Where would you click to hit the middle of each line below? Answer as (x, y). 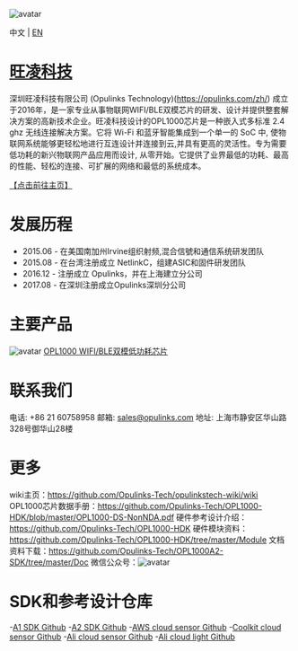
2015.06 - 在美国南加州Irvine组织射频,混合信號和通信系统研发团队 (143, 251)
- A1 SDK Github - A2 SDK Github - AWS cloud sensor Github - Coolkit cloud (145, 627)
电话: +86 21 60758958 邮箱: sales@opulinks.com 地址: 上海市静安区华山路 (148, 417)
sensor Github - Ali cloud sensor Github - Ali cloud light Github (123, 637)
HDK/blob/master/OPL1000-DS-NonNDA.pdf (92, 517)
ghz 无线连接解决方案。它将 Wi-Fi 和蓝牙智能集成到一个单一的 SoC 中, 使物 (148, 132)
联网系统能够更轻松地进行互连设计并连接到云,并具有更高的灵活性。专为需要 (148, 143)
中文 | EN (26, 32)
